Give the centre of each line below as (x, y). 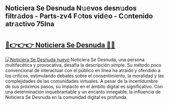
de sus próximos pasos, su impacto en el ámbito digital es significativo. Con (84, 86)
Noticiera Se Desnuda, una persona (107, 60)
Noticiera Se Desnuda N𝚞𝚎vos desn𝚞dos (71, 8)
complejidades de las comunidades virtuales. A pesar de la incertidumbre (81, 81)
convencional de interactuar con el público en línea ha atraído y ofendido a (83, 70)
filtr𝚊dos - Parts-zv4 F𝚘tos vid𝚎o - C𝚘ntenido (79, 16)
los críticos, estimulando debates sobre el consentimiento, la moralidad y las (84, 76)
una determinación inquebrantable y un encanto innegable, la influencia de (83, 92)
